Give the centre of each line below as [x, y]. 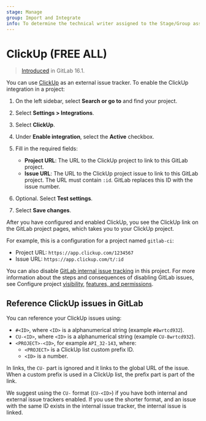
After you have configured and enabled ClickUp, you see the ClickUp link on [102, 222]
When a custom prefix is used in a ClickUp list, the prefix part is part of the [101, 374]
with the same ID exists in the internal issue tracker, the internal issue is [97, 406]
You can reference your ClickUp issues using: [64, 318]
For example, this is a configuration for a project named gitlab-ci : [90, 241]
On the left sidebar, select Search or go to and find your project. [96, 101]
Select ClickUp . [35, 125]
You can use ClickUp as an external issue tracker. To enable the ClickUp [97, 83]
